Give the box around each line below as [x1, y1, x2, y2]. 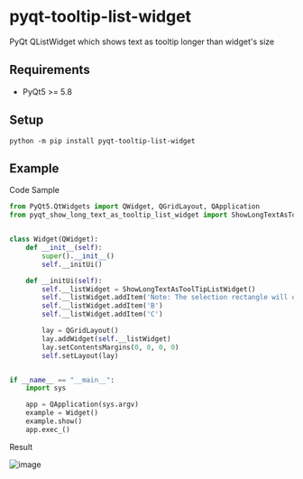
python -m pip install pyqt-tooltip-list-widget [9, 136, 196, 145]
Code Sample [9, 185, 60, 196]
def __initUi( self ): [25, 276, 103, 285]
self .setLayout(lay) [41, 351, 119, 360]
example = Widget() [25, 409, 99, 418]
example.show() [25, 417, 83, 426]
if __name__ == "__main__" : [9, 375, 115, 384]
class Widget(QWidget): [9, 235, 99, 244]
